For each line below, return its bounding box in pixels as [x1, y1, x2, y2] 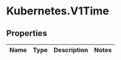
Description [54, 46, 88, 54]
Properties [6, 28, 47, 38]
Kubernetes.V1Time [6, 4, 109, 18]
